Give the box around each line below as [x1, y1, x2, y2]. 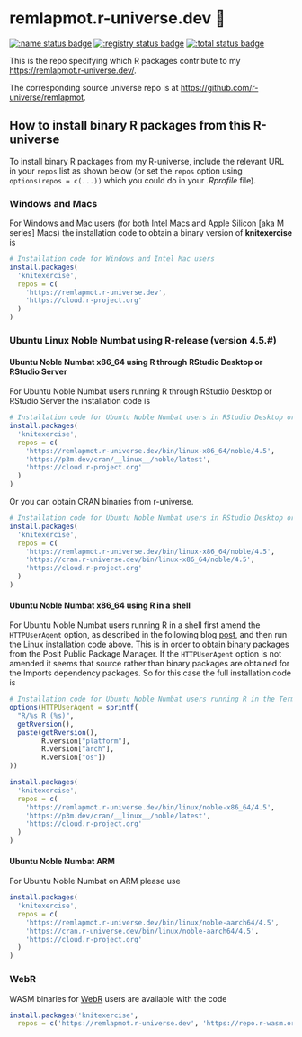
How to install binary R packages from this [9, 118, 252, 133]
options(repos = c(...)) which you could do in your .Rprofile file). [9, 174, 256, 185]
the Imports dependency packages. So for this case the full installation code [9, 667, 292, 678]
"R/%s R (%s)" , [17, 711, 75, 720]
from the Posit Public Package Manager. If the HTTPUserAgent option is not [9, 648, 281, 659]
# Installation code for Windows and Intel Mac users [9, 255, 216, 264]
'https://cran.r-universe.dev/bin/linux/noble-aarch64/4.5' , [25, 926, 259, 935]
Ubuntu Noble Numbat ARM [9, 855, 115, 866]
